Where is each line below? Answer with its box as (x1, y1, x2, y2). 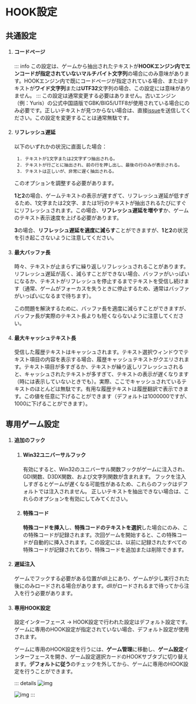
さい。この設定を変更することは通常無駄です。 (19, 114, 133, 121)
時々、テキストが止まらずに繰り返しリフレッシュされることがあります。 (14, 263, 189, 270)
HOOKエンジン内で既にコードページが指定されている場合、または (24, 77, 184, 84)
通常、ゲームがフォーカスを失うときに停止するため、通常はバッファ (24, 285, 190, 292)
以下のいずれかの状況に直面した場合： (14, 143, 107, 150)
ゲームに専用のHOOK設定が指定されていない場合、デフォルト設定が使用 (14, 626, 190, 633)
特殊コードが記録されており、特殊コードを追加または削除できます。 (22, 546, 187, 553)
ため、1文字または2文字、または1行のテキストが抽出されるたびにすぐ (19, 199, 187, 207)
